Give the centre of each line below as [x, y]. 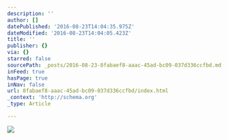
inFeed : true [26, 71]
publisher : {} [28, 46]
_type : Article [29, 104]
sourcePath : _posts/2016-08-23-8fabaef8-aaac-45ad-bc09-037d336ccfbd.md [114, 65]
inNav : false [26, 85]
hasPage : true [28, 78]
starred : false [29, 59]
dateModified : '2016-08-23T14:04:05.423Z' [69, 33]
